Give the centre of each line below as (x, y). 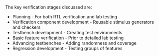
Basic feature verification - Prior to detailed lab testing (68, 38)
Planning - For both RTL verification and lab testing (65, 17)
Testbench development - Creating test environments (67, 32)
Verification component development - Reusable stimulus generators (83, 22)
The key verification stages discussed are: (49, 7)
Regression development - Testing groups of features (67, 48)
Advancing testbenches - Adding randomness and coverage (75, 43)
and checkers (26, 27)
